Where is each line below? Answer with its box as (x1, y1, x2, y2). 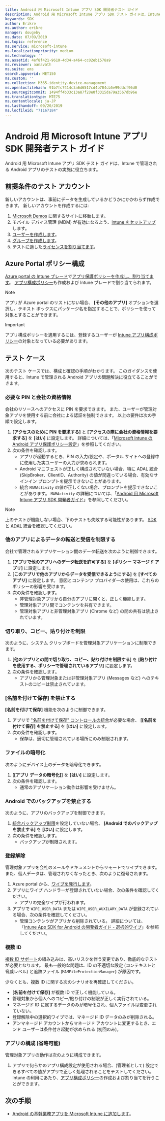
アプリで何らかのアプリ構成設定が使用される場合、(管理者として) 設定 (12, 1062, 155, 1068)
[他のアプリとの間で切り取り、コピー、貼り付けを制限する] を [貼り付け (12, 656, 157, 663)
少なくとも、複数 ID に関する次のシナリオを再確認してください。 (5, 979, 137, 985)
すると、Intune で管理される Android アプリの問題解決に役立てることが (9, 374, 154, 380)
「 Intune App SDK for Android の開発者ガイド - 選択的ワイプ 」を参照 (19, 924, 159, 930)
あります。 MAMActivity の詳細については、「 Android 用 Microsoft (28, 490, 159, 496)
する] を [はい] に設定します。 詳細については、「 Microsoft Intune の (16, 435, 153, 441)
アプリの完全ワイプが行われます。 (19, 900, 88, 906)
